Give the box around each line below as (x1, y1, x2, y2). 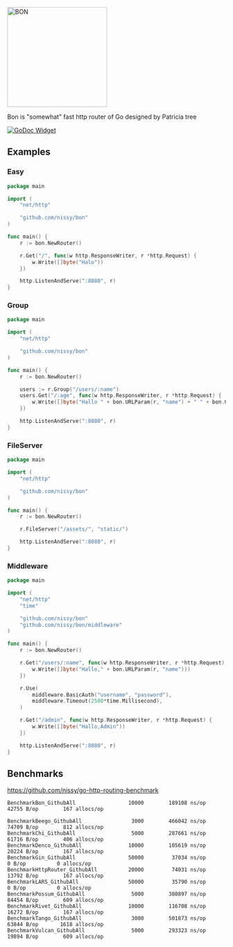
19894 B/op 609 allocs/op (7, 933, 104, 940)
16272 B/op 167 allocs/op (7, 909, 104, 916)
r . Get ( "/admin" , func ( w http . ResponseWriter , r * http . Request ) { (19, 716, 213, 724)
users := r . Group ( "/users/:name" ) (19, 385, 119, 393)
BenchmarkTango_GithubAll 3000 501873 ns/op (7, 915, 207, 922)
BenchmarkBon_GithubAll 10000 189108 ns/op (7, 800, 207, 807)
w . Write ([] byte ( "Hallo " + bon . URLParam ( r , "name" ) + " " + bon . (32, 399, 225, 405)
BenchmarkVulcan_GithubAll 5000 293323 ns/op (7, 927, 207, 935)
